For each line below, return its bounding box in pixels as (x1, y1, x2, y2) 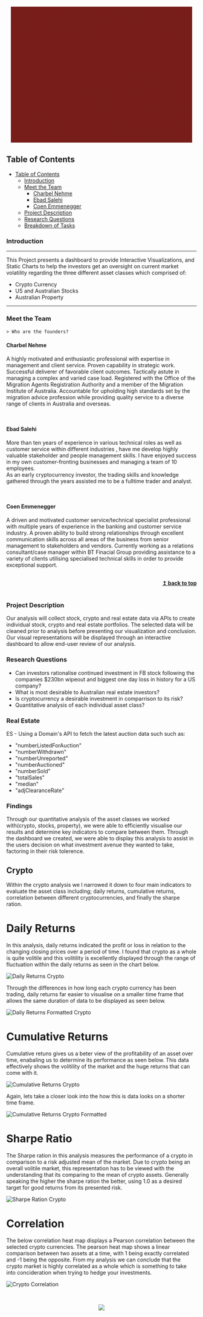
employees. (6, 465, 35, 472)
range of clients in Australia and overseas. (6, 400, 111, 407)
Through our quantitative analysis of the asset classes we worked (6, 816, 170, 823)
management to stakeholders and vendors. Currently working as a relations (6, 542, 194, 550)
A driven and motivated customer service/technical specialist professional (6, 517, 191, 524)
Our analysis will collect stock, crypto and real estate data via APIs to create (6, 614, 195, 622)
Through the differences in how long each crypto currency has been (6, 984, 176, 991)
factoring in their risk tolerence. (6, 848, 85, 855)
